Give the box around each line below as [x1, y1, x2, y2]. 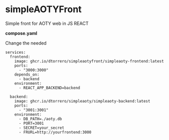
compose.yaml [5, 30, 37, 36]
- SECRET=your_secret [18, 125, 65, 130]
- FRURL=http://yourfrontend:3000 [18, 129, 92, 135]
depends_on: [14, 72, 39, 77]
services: [5, 50, 26, 55]
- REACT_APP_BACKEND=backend [18, 85, 80, 90]
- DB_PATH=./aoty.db [18, 116, 62, 121]
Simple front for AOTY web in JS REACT [5, 20, 89, 26]
